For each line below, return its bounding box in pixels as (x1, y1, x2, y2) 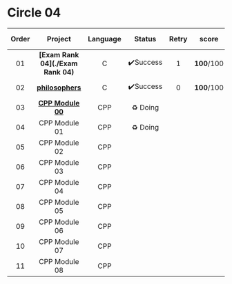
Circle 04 (7, 5, 61, 21)
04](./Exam (40, 59, 78, 68)
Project (47, 34, 71, 43)
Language (87, 34, 122, 43)
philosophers (37, 83, 81, 92)
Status (134, 34, 157, 43)
